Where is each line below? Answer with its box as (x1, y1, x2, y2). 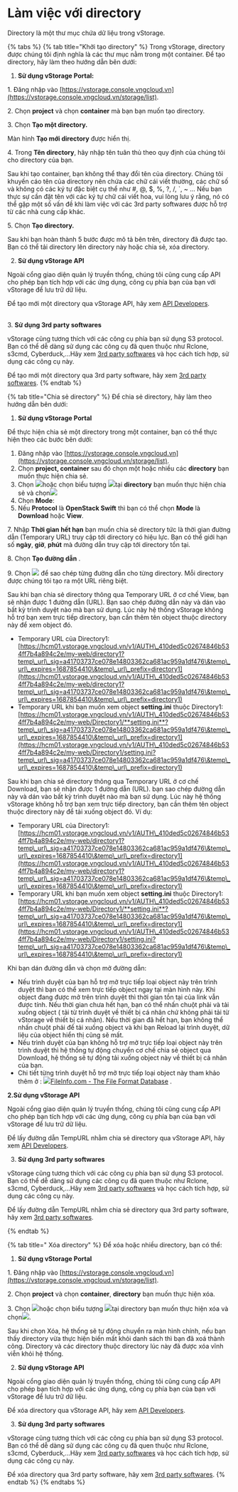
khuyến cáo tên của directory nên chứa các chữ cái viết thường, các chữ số (7, 177, 229, 185)
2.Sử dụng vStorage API (7, 1090, 80, 1099)
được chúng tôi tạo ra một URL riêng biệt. (7, 576, 129, 585)
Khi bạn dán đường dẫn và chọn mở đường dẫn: (7, 964, 147, 972)
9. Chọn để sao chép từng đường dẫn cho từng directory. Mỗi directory (7, 568, 224, 577)
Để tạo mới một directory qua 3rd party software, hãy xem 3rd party (7, 371, 207, 379)
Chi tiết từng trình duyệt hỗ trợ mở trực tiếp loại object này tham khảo (17, 1068, 220, 1077)
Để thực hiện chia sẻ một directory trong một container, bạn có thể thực (7, 427, 218, 436)
